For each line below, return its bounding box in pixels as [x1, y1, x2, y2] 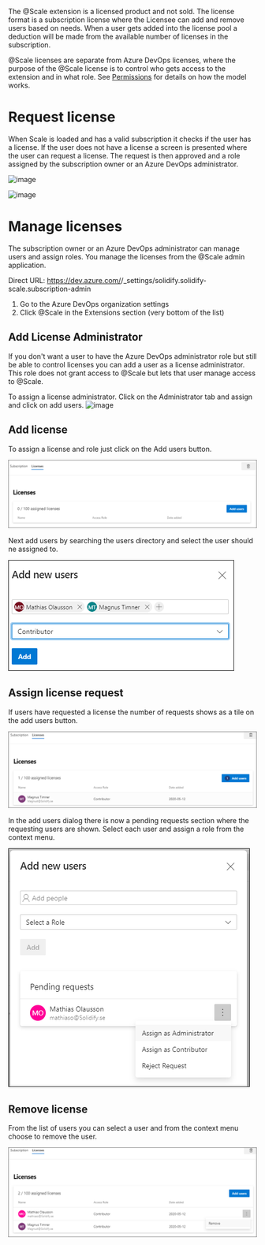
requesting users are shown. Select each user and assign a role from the [8, 824, 244, 834]
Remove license [8, 1102, 88, 1116]
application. [8, 260, 47, 270]
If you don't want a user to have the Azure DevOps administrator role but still [8, 351, 257, 361]
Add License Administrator [8, 330, 144, 344]
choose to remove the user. [8, 1131, 97, 1141]
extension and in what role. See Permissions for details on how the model [8, 73, 247, 81]
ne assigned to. [8, 544, 58, 554]
